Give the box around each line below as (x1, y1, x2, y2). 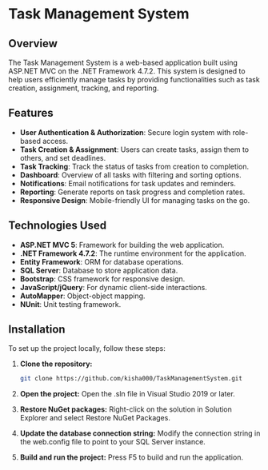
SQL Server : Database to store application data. (19, 265, 178, 275)
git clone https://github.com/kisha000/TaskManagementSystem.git (19, 375, 242, 383)
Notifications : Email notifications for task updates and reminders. (19, 178, 236, 188)
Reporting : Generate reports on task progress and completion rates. (19, 187, 246, 197)
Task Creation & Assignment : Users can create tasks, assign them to (19, 145, 250, 154)
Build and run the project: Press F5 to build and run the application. (19, 452, 244, 462)
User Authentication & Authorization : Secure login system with (19, 127, 231, 137)
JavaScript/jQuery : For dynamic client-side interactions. (19, 282, 208, 292)
